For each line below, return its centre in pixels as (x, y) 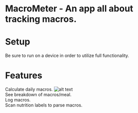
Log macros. (18, 100)
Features (24, 76)
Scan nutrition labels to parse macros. (44, 105)
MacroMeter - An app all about (69, 9)
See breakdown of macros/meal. (38, 95)
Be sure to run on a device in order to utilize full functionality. (67, 56)
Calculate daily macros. (29, 89)
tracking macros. (41, 19)
